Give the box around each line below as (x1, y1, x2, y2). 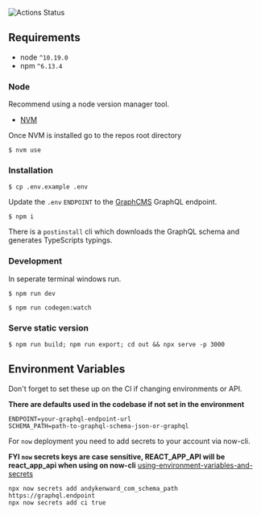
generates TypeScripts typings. (8, 235, 113, 245)
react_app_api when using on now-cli (8, 460, 136, 470)
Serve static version (8, 322, 89, 334)
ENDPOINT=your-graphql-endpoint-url (8, 415, 131, 423)
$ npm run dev (8, 289, 56, 297)
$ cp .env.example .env (8, 183, 89, 191)
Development (8, 255, 63, 267)
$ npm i (8, 213, 35, 221)
